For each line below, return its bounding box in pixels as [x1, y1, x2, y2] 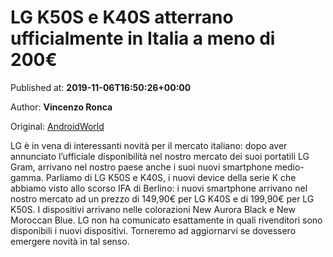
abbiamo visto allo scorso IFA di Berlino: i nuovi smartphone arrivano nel [10, 182, 308, 194]
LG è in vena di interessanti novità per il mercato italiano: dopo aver [10, 139, 288, 151]
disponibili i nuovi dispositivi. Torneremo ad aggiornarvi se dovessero [10, 224, 297, 236]
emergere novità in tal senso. [10, 235, 130, 247]
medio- [274, 161, 305, 173]
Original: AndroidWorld [10, 120, 105, 132]
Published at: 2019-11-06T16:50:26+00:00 [10, 81, 192, 93]
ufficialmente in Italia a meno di [10, 27, 276, 50]
